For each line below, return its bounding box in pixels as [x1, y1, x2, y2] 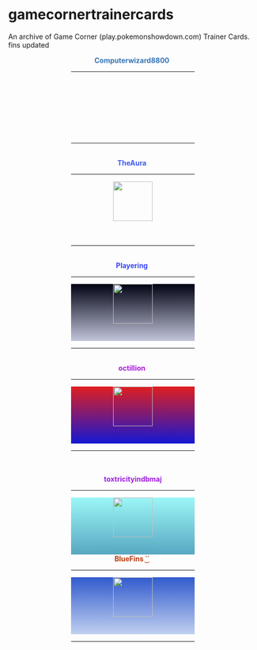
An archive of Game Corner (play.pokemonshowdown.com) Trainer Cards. [8, 32, 251, 41]
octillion [118, 363, 146, 373]
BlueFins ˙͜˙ [114, 553, 150, 564]
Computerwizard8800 [94, 55, 170, 65]
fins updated [8, 40, 50, 49]
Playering [115, 260, 149, 270]
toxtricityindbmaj [104, 474, 162, 484]
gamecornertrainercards [8, 6, 174, 24]
